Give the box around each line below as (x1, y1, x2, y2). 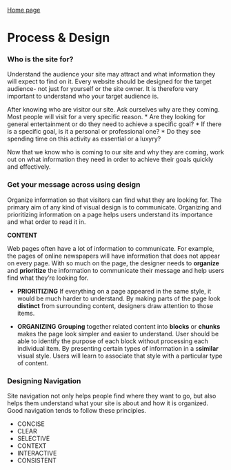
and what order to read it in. (7, 217, 86, 226)
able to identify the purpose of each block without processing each (17, 337, 208, 345)
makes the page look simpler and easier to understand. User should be (17, 329, 219, 338)
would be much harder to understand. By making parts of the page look (17, 294, 221, 303)
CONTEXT (17, 442, 47, 450)
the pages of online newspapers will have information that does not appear (7, 252, 221, 260)
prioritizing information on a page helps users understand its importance (7, 210, 213, 218)
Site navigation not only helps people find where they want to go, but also (7, 392, 217, 400)
